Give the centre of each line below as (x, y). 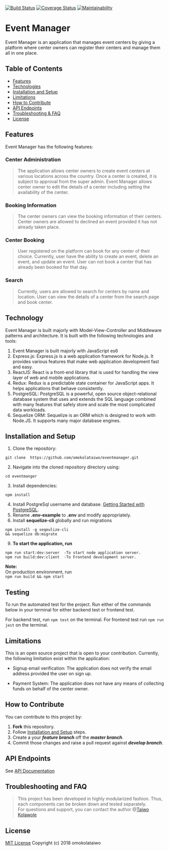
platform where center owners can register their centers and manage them (83, 48)
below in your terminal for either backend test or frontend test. (70, 610)
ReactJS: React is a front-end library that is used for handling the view (86, 372)
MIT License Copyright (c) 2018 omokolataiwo (53, 843)
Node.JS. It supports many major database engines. (67, 420)
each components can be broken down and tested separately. (82, 804)
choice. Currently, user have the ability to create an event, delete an (88, 256)
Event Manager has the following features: (49, 147)
